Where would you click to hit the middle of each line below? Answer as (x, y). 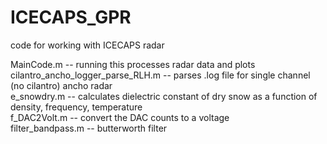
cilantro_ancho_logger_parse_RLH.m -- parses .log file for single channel (160, 75)
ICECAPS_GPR (71, 17)
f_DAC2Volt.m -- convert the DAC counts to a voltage (120, 117)
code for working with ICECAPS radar (87, 45)
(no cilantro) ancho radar (61, 85)
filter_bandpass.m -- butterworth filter (89, 128)
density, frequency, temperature (76, 107)
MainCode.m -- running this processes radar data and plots (133, 64)
